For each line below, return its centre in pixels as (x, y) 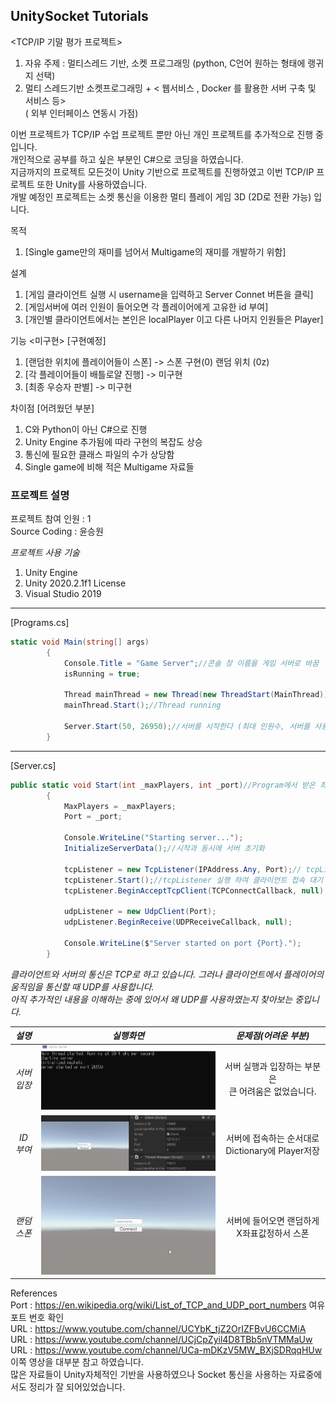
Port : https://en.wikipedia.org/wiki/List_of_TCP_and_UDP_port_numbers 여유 (168, 1305)
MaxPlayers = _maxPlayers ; (120, 806)
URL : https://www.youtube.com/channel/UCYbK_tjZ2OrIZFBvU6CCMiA (158, 1329)
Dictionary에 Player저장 (272, 1150)
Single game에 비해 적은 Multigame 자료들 (109, 466)
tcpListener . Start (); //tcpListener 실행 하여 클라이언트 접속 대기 (193, 880)
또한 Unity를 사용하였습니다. (92, 184)
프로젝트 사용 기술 (45, 553)
